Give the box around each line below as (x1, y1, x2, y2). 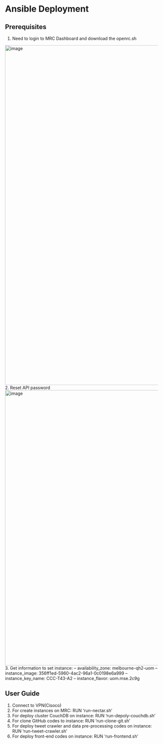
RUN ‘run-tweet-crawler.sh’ (12, 728, 67, 734)
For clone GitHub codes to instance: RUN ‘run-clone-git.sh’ (12, 718, 130, 724)
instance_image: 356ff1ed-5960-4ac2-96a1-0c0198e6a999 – (5, 670, 128, 676)
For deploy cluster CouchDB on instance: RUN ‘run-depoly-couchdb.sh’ (12, 712, 156, 718)
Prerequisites (5, 23, 47, 31)
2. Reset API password (5, 385, 50, 390)
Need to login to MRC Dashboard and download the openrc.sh (12, 35, 137, 41)
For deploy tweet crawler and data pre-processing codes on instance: (12, 723, 152, 728)
